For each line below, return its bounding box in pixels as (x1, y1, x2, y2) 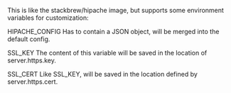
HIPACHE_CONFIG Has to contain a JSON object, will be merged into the (7, 28, 220, 35)
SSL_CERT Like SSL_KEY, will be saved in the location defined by (7, 70, 198, 78)
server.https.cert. (7, 77, 58, 86)
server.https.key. (7, 56, 57, 65)
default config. (7, 35, 50, 43)
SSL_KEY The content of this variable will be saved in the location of (7, 49, 208, 57)
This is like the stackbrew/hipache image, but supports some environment (7, 6, 224, 14)
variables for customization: (7, 13, 89, 22)
